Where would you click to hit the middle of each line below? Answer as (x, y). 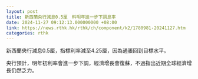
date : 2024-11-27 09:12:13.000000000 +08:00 (62, 22)
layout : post (22, 11)
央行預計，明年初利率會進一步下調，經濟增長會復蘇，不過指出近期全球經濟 (96, 63)
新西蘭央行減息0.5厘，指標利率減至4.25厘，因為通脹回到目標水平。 (88, 51)
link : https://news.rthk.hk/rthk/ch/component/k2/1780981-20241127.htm (96, 28)
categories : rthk (27, 33)
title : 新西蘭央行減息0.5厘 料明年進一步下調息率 (61, 17)
